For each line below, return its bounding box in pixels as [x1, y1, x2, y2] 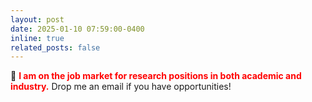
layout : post [10, 14, 65, 25]
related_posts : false [10, 42, 101, 53]
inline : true [10, 33, 65, 43]
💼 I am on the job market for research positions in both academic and [10, 70, 302, 82]
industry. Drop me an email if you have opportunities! [10, 81, 232, 93]
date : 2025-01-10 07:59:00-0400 [10, 24, 145, 34]
